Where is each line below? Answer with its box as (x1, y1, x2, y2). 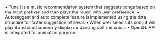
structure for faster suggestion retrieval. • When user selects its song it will (5, 19, 156, 25)
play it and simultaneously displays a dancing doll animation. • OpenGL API (5, 25, 156, 30)
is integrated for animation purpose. (5, 30, 77, 35)
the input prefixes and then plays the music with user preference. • (5, 9, 140, 15)
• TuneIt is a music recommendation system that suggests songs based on (5, 4, 155, 10)
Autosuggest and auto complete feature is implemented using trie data (5, 14, 147, 20)
